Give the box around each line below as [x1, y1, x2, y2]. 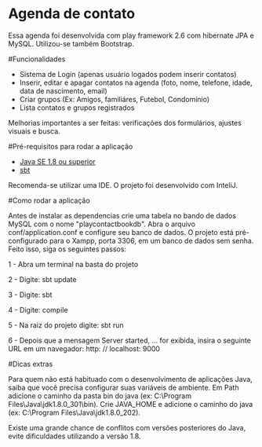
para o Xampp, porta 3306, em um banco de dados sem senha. [49, 236, 254, 245]
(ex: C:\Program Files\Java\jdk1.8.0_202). [8, 408, 141, 417]
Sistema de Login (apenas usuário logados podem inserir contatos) [19, 69, 237, 79]
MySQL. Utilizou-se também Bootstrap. [8, 38, 135, 48]
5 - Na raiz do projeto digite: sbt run [8, 320, 124, 330]
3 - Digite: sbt [8, 290, 53, 299]
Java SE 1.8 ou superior [19, 156, 96, 166]
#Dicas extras [8, 359, 53, 368]
